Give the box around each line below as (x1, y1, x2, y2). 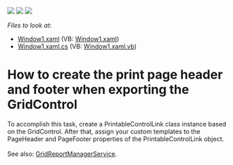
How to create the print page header (7, 67, 223, 83)
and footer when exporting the (7, 81, 189, 98)
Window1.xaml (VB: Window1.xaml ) (17, 35, 120, 43)
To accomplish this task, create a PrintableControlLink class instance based (7, 119, 227, 128)
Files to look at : (7, 21, 52, 29)
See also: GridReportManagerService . (7, 150, 118, 158)
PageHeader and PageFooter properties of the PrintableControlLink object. (7, 134, 224, 143)
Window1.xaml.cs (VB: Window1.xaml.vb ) (17, 42, 137, 51)
